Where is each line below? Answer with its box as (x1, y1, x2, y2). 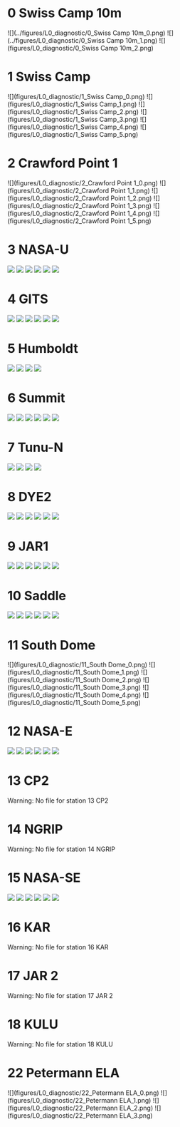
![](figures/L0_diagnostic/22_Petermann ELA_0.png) (7, 1089, 159, 1097)
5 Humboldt (7, 340, 78, 356)
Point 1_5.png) (110, 216, 152, 225)
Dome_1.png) (102, 668, 140, 676)
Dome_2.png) (102, 676, 142, 684)
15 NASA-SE (7, 870, 81, 886)
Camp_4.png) (99, 123, 139, 131)
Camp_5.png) (99, 130, 139, 138)
